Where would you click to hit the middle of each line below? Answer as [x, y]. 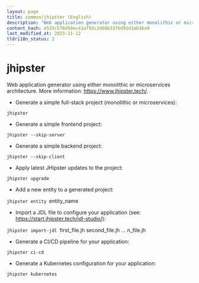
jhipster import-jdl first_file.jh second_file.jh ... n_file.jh [76, 230]
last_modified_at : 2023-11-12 [44, 34]
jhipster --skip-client [36, 157]
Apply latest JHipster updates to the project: [69, 167]
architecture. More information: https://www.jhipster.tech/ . [77, 91]
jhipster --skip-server [36, 135]
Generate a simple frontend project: [58, 124]
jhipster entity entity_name [43, 201]
